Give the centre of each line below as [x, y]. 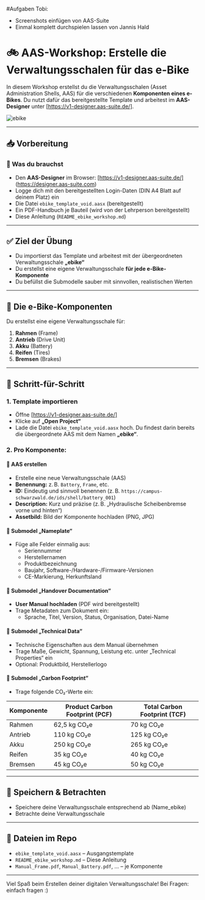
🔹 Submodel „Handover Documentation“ [59, 590]
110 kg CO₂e [72, 734]
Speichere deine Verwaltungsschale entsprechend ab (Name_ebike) [101, 807]
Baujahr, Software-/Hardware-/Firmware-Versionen [89, 570]
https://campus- [142, 491]
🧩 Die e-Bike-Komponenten [59, 306]
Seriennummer [43, 551]
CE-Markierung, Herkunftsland [63, 577]
